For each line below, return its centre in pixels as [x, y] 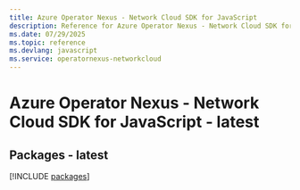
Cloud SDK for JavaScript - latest [134, 122]
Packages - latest [59, 155]
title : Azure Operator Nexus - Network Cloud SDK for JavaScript [133, 17]
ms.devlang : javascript [54, 51]
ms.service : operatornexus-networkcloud [86, 59]
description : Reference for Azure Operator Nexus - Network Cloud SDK [143, 26]
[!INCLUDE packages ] [50, 176]
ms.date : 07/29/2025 [48, 34]
